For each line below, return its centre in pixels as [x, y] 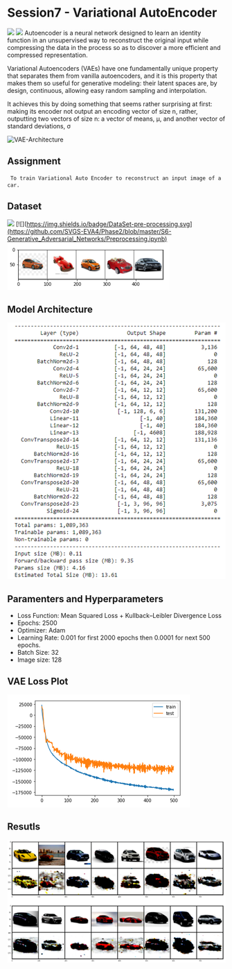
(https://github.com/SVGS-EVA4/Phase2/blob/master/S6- [89, 231]
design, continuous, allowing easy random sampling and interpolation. [107, 90]
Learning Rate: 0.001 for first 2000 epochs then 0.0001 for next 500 [114, 637]
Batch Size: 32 [38, 652]
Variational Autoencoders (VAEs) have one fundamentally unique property [113, 68]
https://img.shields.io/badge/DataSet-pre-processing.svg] [109, 224]
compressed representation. [47, 55]
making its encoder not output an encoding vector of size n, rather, [102, 111]
